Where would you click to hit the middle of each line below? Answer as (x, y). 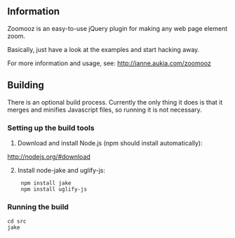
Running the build (38, 206)
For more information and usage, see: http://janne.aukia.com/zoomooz (109, 63)
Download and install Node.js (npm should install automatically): (110, 143)
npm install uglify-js (54, 189)
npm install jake (46, 183)
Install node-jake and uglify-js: (61, 170)
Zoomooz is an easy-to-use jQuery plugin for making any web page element (117, 28)
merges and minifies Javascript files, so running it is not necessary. (105, 110)
